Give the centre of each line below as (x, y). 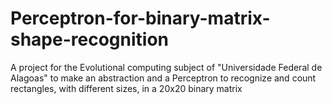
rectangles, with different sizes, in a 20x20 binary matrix (126, 88)
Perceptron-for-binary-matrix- (140, 18)
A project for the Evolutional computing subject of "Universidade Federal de (166, 67)
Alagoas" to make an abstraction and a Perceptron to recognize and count (163, 78)
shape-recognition (89, 39)
